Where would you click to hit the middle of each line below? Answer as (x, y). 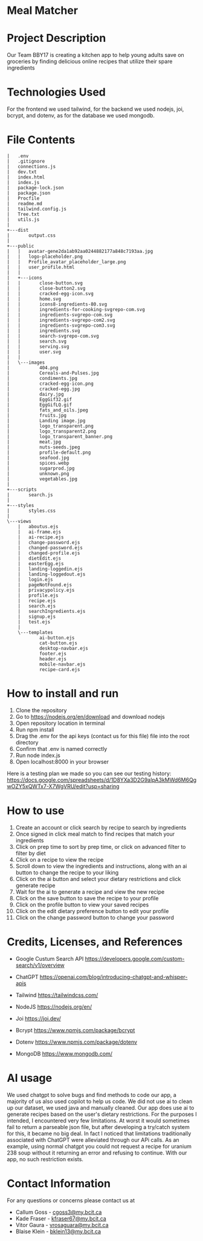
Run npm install (35, 729)
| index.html (26, 177)
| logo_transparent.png (50, 426)
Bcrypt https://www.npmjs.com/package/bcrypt (75, 1030)
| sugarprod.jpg (41, 468)
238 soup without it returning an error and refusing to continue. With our (97, 1153)
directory (27, 742)
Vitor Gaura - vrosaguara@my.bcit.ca (62, 1225)
